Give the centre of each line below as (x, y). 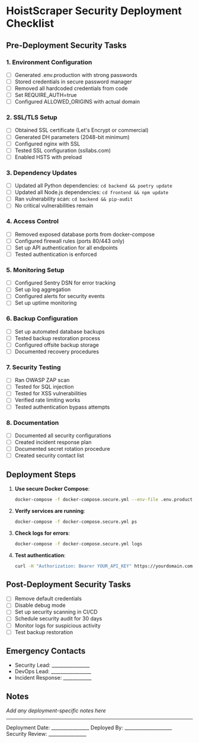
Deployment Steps (41, 474)
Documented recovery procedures (57, 351)
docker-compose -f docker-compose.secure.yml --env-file (86, 499)
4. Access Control (33, 221)
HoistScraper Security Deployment (94, 11)
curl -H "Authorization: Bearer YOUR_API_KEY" (73, 566)
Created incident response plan (53, 442)
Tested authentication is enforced (56, 254)
